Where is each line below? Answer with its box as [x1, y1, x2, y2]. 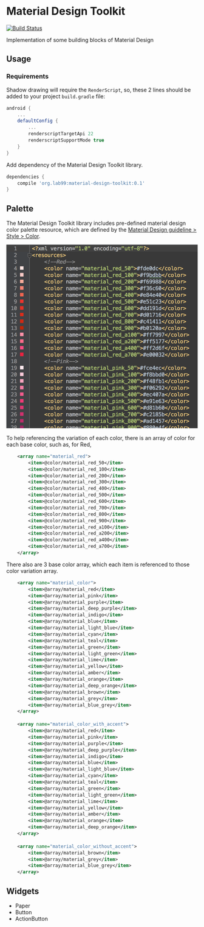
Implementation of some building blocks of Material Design [6, 36, 154, 43]
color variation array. [6, 567, 58, 574]
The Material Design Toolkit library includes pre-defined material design [6, 219, 186, 227]
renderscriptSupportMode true [28, 137, 104, 143]
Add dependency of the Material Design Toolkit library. [6, 161, 143, 168]
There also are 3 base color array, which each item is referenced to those [6, 561, 190, 568]
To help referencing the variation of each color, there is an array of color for [6, 434, 195, 441]
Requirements [6, 72, 49, 80]
